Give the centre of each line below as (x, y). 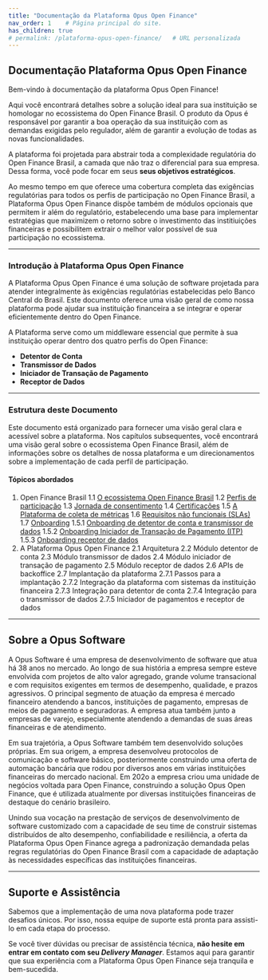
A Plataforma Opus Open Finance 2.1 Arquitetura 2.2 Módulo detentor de (139, 548)
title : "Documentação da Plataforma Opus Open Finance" (103, 16)
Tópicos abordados (41, 480)
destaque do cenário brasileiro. (59, 802)
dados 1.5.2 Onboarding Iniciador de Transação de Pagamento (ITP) (131, 531)
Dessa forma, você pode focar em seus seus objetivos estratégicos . (122, 172)
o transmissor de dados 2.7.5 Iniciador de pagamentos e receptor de (132, 599)
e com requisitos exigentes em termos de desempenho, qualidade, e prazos (133, 685)
